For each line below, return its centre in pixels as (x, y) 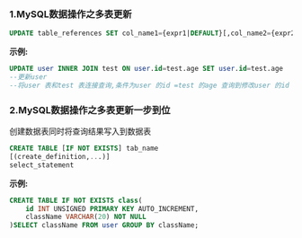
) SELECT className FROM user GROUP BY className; (104, 225)
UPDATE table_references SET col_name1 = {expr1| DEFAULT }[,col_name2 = (140, 33)
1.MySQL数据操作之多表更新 (71, 13)
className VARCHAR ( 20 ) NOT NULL (86, 217)
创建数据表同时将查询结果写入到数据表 (80, 131)
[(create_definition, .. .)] (60, 156)
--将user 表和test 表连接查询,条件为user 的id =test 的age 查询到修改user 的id (149, 85)
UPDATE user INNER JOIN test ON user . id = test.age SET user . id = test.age (146, 69)
